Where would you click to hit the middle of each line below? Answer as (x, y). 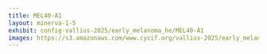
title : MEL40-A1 (35, 15)
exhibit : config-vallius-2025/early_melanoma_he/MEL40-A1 (106, 30)
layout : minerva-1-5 (43, 23)
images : (21, 38)
